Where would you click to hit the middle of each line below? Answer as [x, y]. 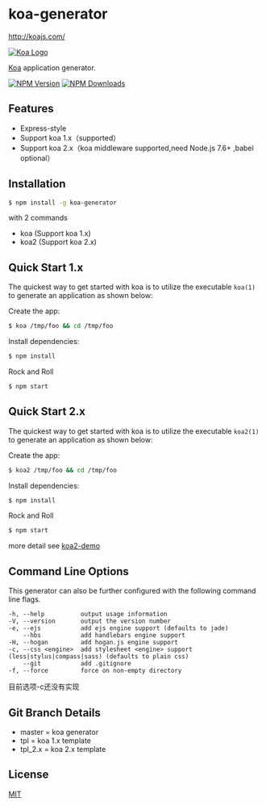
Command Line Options [69, 571]
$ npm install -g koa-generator [62, 203]
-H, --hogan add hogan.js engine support [94, 643]
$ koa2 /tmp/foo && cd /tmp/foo [62, 470]
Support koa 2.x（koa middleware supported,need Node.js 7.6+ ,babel [137, 148]
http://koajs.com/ [37, 36]
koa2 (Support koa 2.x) [58, 242]
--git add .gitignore [77, 664]
